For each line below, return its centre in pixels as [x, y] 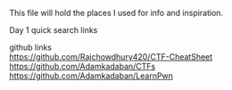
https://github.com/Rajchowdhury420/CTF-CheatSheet [111, 57]
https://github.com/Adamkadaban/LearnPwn [91, 76]
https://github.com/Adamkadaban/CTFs [83, 66]
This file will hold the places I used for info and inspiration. [116, 13]
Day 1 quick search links [54, 30]
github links [30, 47]
